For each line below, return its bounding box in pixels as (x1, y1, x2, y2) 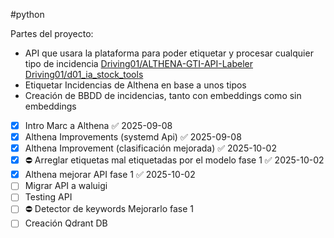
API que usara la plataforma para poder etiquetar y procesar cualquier (24, 47, 314, 59)
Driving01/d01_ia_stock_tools (24, 69, 144, 80)
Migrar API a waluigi (24, 180, 108, 192)
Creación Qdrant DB (24, 217, 108, 229)
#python (10, 9, 45, 20)
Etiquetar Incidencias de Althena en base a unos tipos (24, 79, 247, 91)
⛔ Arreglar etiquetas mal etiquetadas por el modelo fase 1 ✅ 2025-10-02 (24, 154, 325, 166)
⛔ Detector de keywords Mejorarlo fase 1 (24, 203, 195, 215)
